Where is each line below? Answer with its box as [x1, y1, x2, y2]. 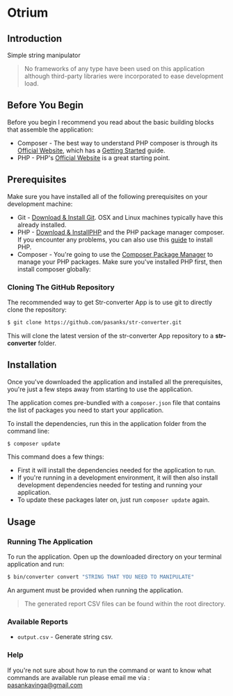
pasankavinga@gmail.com [7, 681, 83, 689]
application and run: [7, 560, 65, 569]
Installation [7, 359, 57, 371]
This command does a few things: [7, 452, 104, 461]
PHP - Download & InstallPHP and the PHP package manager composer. [17, 228, 225, 236]
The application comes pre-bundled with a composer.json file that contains [7, 398, 220, 406]
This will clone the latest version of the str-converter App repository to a [7, 331, 214, 340]
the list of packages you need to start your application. [7, 406, 164, 414]
